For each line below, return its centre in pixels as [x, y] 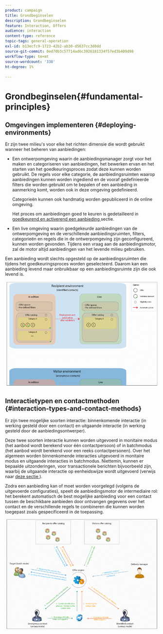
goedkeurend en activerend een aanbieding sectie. [63, 219]
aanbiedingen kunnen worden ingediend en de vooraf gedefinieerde [81, 180]
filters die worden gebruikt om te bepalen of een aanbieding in [75, 185]
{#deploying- [115, 125]
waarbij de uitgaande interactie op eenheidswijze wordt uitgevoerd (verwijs [80, 471]
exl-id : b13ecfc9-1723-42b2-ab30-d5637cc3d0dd [53, 46]
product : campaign [24, 10]
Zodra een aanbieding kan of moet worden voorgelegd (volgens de [72, 486]
